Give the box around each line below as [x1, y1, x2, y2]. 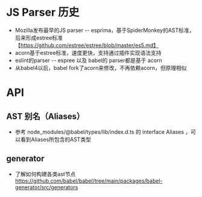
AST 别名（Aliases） [6, 111, 85, 121]
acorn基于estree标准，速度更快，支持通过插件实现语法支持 [14, 49, 162, 56]
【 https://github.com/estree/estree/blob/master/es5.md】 [14, 42, 159, 49]
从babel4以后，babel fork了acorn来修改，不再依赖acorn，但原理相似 [14, 64, 187, 71]
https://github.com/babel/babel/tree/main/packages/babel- [14, 177, 163, 184]
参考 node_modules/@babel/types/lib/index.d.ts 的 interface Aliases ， [14, 128, 191, 136]
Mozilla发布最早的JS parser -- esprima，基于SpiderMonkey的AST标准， [14, 27, 195, 34]
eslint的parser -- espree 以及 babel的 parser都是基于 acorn [14, 57, 163, 64]
